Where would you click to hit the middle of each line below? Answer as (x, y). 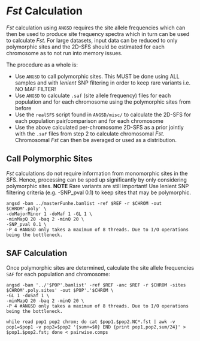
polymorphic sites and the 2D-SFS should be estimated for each (85, 47)
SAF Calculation (37, 253)
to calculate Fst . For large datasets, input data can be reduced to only (92, 40)
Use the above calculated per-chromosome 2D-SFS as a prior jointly (99, 127)
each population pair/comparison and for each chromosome (89, 120)
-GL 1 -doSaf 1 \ (28, 295)
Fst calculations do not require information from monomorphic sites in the (97, 173)
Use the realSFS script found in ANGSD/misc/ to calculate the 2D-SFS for (103, 114)
